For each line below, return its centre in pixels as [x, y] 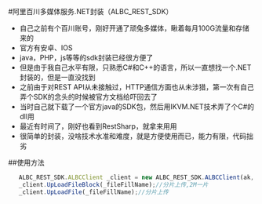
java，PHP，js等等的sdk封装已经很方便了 [86, 58]
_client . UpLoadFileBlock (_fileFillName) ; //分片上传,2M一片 [113, 184]
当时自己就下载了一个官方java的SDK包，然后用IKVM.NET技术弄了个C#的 [137, 107]
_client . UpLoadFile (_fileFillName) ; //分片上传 [93, 192]
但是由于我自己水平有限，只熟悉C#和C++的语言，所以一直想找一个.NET [135, 67]
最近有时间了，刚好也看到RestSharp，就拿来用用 [98, 126]
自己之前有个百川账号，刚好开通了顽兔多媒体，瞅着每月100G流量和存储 [134, 28]
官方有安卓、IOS [46, 48]
